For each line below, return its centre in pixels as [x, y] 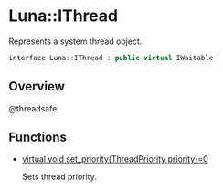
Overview [37, 86]
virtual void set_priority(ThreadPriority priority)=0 [115, 159]
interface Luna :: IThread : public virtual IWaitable [111, 58]
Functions [38, 138]
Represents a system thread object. [75, 41]
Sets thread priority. [59, 177]
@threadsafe [33, 108]
